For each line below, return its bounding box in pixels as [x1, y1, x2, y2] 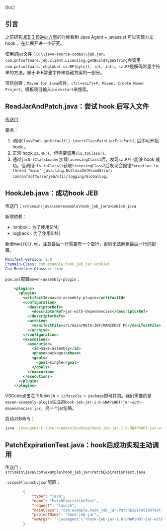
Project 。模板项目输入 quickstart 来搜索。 [5, 86, 91, 92]
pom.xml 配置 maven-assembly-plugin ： [5, 276, 81, 282]
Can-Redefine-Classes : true [5, 266, 64, 272]
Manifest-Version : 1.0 [5, 257, 52, 262]
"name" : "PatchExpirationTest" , [31, 498, 99, 503]
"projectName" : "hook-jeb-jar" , [31, 512, 99, 517]
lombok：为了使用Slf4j [12, 224, 59, 230]
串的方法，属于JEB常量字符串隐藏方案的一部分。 [5, 69, 105, 75]
